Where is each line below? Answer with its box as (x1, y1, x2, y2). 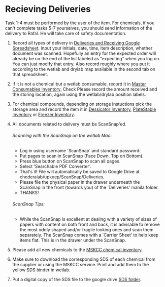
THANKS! (19, 190, 39, 196)
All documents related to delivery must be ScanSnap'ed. (12, 121, 127, 127)
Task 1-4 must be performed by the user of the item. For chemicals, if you (5, 20, 155, 26)
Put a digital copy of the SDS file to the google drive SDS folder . (12, 277, 142, 283)
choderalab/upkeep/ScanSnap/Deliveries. (19, 174, 105, 180)
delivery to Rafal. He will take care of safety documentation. (5, 30, 127, 36)
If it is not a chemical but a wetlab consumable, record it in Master (12, 81, 146, 87)
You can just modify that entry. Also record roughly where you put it (12, 61, 150, 67)
